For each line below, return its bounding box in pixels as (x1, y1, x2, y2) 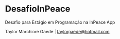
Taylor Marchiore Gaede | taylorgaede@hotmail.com (5, 28, 110, 34)
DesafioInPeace (5, 3, 70, 14)
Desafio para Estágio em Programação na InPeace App (5, 19, 115, 25)
